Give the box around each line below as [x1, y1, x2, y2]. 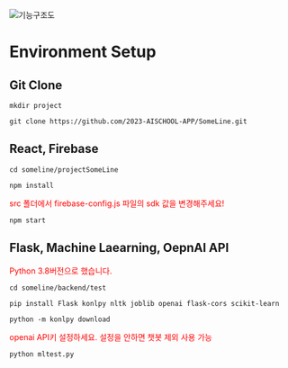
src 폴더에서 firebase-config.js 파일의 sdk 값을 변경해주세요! [9, 198, 225, 209]
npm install [9, 181, 54, 190]
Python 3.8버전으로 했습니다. [9, 265, 112, 276]
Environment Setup [9, 41, 157, 62]
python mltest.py [9, 349, 75, 359]
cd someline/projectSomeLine [9, 165, 119, 175]
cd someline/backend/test [9, 283, 106, 292]
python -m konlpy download [9, 315, 111, 324]
